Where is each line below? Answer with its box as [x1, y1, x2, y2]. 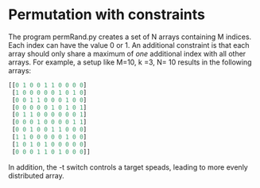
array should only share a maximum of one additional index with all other [8, 49, 246, 58]
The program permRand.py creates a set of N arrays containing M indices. [8, 32, 252, 41]
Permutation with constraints [8, 6, 205, 24]
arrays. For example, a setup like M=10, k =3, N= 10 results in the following [8, 57, 252, 67]
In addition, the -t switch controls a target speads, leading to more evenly [8, 162, 248, 172]
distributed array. [8, 170, 65, 180]
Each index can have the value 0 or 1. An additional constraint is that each [8, 40, 250, 49]
